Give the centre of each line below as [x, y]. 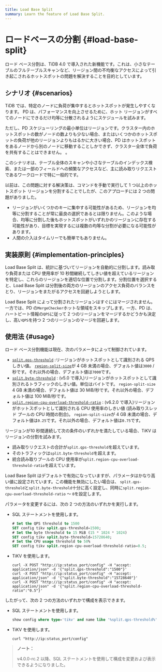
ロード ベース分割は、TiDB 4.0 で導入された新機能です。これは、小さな [76, 64]
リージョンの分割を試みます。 [35, 437]
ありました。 [26, 197]
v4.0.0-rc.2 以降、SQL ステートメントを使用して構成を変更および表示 [86, 659]
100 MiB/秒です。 [52, 396]
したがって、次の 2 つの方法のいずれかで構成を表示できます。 [66, 600]
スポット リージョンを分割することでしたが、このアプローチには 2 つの [80, 191]
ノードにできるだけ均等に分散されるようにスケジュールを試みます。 [81, 118]
